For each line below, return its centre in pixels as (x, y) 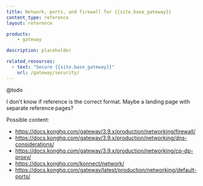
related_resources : (31, 62)
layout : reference (29, 23)
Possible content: (28, 120)
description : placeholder (39, 51)
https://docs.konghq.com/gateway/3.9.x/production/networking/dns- (101, 138)
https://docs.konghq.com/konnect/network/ (70, 163)
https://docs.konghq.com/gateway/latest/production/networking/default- (106, 170)
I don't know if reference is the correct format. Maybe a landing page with (98, 101)
